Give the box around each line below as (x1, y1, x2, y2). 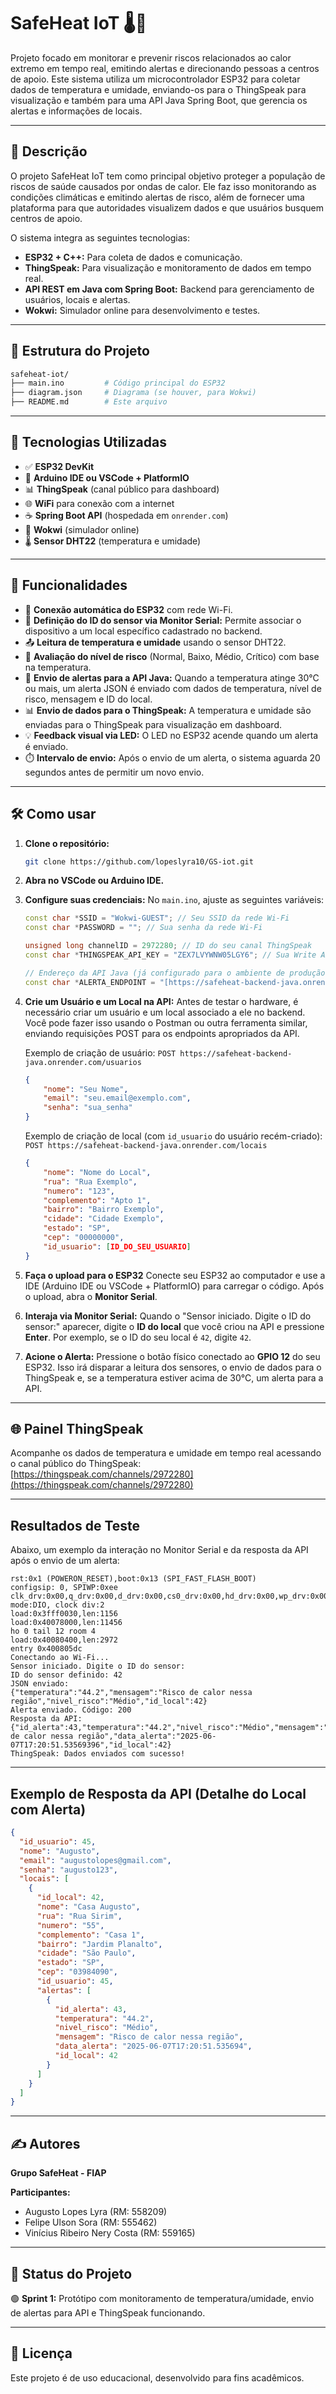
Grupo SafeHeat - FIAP (10, 2167, 107, 2179)
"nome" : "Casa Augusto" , (36, 1902, 141, 1912)
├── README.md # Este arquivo (10, 397, 168, 407)
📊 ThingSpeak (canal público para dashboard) (24, 483, 220, 495)
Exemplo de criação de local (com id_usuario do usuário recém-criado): (24, 1130, 323, 1142)
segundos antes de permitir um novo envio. (24, 766, 205, 778)
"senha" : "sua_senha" (43, 1103, 133, 1113)
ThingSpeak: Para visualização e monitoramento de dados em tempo (24, 261, 312, 274)
